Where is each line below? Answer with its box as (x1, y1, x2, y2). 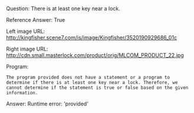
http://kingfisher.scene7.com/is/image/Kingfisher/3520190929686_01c (6, 34, 177, 41)
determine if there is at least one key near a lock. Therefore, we (6, 79, 178, 85)
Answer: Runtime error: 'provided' (6, 100, 88, 107)
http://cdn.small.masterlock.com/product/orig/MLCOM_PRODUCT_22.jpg (6, 52, 184, 58)
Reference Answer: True (6, 16, 65, 23)
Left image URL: (6, 28, 45, 35)
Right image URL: (6, 45, 48, 52)
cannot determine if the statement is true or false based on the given (6, 85, 189, 91)
